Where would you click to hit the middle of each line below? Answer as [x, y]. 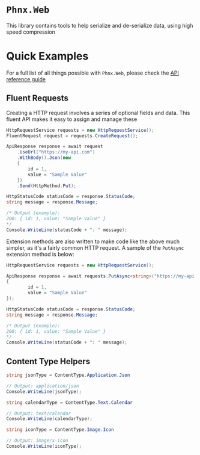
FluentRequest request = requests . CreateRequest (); [72, 136]
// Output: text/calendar [38, 413]
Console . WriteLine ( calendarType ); [50, 419]
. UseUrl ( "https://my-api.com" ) [56, 152]
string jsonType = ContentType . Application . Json [68, 375]
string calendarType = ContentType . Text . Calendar [70, 402]
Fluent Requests [38, 98]
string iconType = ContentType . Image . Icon [60, 430]
